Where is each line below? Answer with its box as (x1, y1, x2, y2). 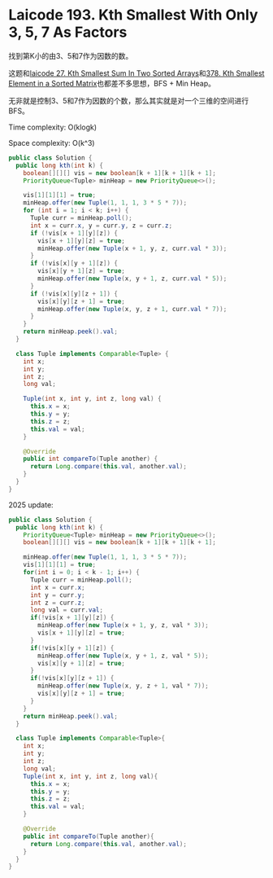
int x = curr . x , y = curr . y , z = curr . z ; (29, 222, 173, 230)
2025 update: (8, 499, 54, 510)
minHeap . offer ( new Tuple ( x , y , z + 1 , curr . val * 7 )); (37, 305, 227, 313)
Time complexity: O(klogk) (8, 122, 97, 132)
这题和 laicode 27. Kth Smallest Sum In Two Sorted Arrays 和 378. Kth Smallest (8, 68, 265, 78)
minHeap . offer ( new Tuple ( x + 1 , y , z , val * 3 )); (37, 621, 209, 630)
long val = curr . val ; (29, 606, 104, 614)
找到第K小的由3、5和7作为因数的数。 (8, 50, 133, 60)
